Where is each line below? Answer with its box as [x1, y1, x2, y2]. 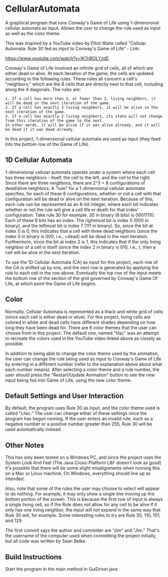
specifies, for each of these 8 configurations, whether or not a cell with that [5, 190, 161, 196]
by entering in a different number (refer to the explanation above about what [5, 361, 162, 367]
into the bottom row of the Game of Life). [5, 141, 90, 147]
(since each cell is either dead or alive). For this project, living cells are [5, 314, 151, 320]
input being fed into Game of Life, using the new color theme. [5, 377, 132, 383]
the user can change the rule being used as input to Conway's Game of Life [5, 355, 161, 362]
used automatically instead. [5, 426, 62, 432]
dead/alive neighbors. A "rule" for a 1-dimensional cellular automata [5, 185, 145, 191]
